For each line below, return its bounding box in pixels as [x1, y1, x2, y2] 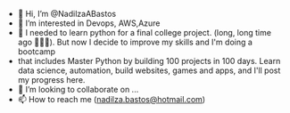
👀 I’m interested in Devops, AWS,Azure [17, 18, 161, 28]
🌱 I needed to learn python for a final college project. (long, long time [17, 28, 272, 37]
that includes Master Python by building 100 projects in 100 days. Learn [17, 56, 281, 66]
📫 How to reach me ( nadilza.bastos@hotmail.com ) [17, 94, 206, 104]
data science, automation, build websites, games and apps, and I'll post [17, 65, 281, 76]
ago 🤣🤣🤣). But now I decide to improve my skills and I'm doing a [17, 36, 253, 47]
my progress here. [17, 75, 86, 85]
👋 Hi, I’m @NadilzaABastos [17, 9, 117, 19]
